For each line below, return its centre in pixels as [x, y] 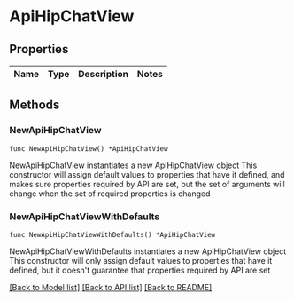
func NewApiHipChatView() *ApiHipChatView [89, 148]
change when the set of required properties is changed [110, 194]
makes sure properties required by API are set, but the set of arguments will [147, 184]
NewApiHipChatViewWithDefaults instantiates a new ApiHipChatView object [148, 251]
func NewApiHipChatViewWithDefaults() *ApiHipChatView [112, 234]
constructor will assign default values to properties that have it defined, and [147, 174]
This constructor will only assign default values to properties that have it [141, 260]
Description [103, 74]
